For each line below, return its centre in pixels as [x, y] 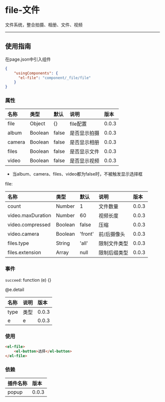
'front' [87, 234]
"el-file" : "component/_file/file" [55, 78]
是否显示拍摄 [84, 133]
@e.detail [15, 290]
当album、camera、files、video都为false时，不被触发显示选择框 [77, 174]
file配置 [78, 124]
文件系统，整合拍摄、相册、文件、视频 [44, 25]
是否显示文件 [84, 152]
